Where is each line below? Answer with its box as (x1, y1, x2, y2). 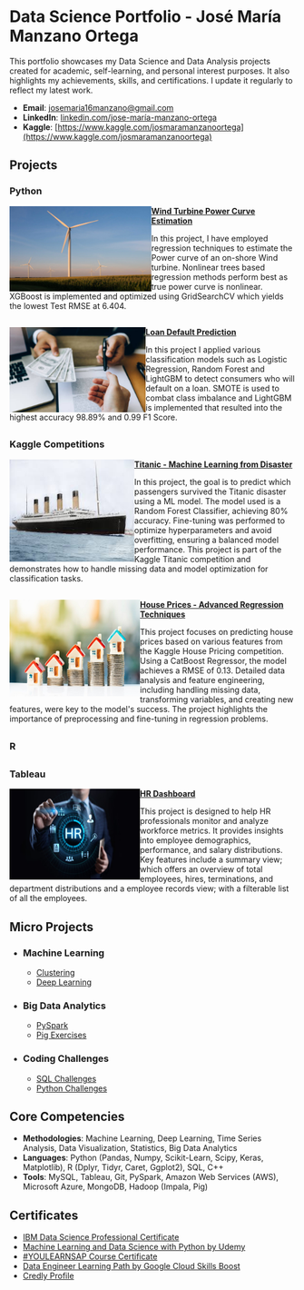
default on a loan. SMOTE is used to (145, 383, 279, 394)
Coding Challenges (22, 1052, 109, 1065)
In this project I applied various (145, 344, 261, 355)
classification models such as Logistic (145, 354, 288, 365)
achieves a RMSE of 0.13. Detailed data (140, 665, 286, 676)
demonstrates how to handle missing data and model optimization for (9, 563, 269, 574)
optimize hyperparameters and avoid (134, 524, 272, 535)
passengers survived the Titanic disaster (134, 486, 287, 497)
